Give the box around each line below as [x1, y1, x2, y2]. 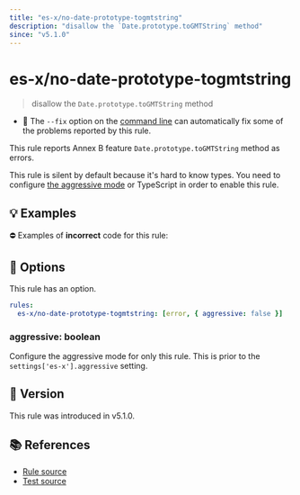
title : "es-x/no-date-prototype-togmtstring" [9, 13, 182, 22]
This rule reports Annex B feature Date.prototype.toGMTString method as [9, 143, 280, 154]
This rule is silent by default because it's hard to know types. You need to [9, 170, 281, 181]
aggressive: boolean [9, 330, 101, 343]
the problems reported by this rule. [22, 125, 152, 136]
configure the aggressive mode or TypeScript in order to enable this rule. [9, 179, 279, 190]
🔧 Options [9, 259, 66, 274]
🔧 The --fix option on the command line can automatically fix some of [22, 116, 284, 127]
